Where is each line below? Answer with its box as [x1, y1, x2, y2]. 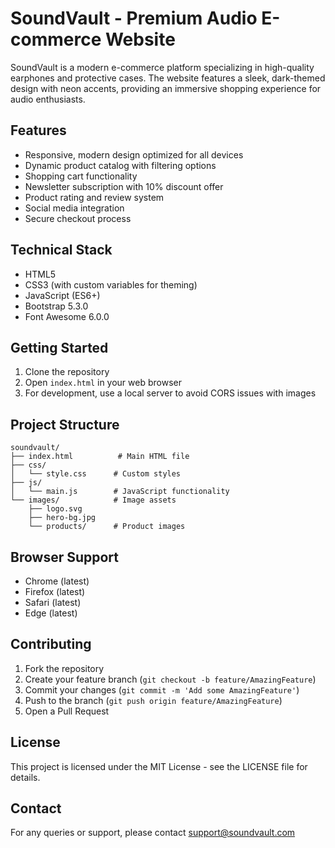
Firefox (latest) [24, 586, 86, 597]
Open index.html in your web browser [24, 377, 182, 389]
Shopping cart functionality [24, 170, 138, 182]
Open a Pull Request [24, 705, 110, 717]
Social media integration [24, 202, 125, 214]
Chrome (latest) [24, 575, 90, 587]
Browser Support [10, 548, 120, 566]
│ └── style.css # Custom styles [10, 469, 182, 479]
